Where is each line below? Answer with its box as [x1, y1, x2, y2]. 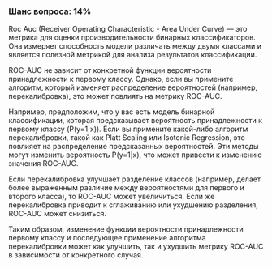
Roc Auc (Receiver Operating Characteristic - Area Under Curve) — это [8, 24, 248, 34]
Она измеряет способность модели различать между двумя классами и [8, 41, 262, 51]
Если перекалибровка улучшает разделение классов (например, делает [8, 174, 261, 184]
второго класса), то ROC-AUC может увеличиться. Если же [8, 192, 215, 202]
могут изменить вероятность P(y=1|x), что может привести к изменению [8, 150, 262, 160]
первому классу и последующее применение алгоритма [8, 233, 206, 243]
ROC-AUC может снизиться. [8, 209, 107, 219]
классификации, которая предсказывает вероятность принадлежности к [8, 116, 262, 125]
